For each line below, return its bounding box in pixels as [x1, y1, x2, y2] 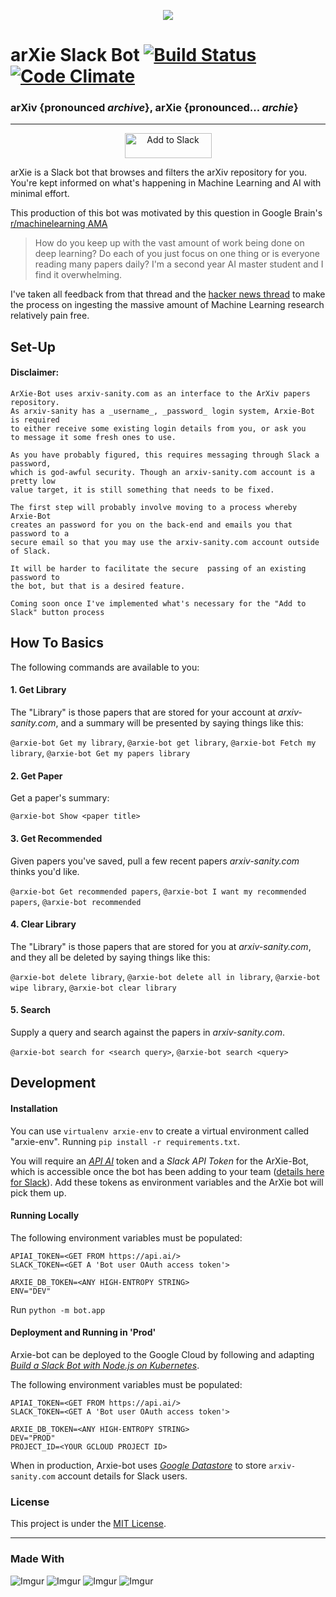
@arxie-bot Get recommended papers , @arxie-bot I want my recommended [10, 885, 307, 897]
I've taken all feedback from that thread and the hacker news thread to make [10, 288, 326, 300]
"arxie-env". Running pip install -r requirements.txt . [10, 1135, 240, 1147]
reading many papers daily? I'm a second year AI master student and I [34, 258, 324, 270]
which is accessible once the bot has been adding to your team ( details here [10, 1165, 325, 1177]
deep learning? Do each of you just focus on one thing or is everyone [34, 248, 321, 260]
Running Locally [10, 1210, 80, 1222]
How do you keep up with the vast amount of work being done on [34, 237, 305, 249]
